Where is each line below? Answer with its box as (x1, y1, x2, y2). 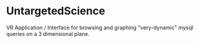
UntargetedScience (6, 4, 105, 18)
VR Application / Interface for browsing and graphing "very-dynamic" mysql (6, 24, 194, 31)
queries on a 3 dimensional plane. (6, 30, 90, 37)
